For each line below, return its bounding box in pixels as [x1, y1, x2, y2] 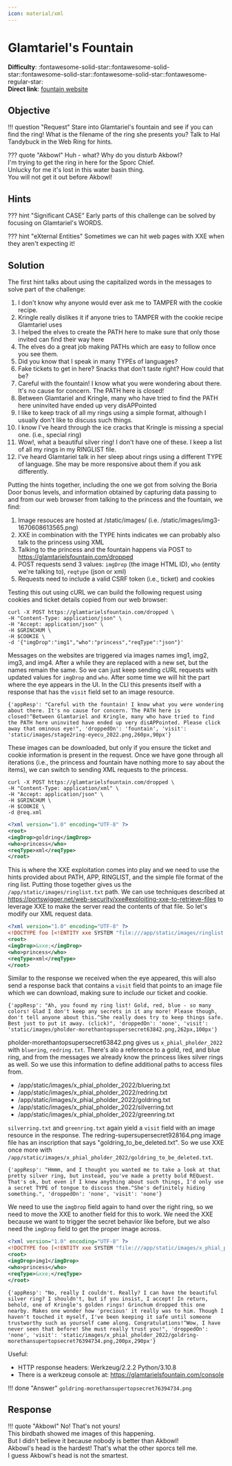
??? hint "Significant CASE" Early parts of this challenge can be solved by [8, 211, 216, 220]
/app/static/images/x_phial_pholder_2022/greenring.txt [17, 1110, 175, 1119]
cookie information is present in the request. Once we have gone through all [8, 751, 223, 759]
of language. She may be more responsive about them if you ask [17, 460, 202, 468]
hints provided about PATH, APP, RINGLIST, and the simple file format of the [8, 873, 223, 881]
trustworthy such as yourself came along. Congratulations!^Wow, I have [8, 1320, 221, 1327]
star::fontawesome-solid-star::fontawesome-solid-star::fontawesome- [8, 70, 207, 78]
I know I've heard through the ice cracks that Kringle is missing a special [17, 423, 224, 432]
